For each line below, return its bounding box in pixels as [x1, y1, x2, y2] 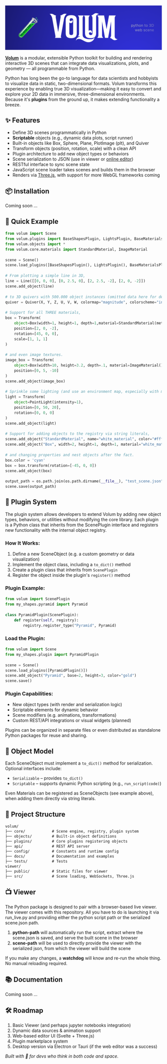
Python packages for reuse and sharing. [5, 733, 87, 739]
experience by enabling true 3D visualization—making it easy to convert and [5, 85, 162, 91]
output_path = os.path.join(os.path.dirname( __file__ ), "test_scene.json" [5, 479, 164, 484]
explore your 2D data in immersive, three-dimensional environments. [5, 91, 146, 97]
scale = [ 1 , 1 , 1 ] [14, 336, 48, 341]
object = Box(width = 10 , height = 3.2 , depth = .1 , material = [14, 363, 130, 368]
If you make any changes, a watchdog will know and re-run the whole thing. [5, 955, 162, 961]
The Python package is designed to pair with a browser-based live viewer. [5, 904, 157, 910]
